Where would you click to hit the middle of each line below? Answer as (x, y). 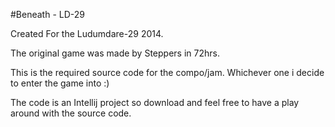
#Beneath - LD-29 (47, 14)
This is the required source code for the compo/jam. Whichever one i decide (167, 72)
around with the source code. (71, 113)
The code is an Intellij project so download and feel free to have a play (155, 102)
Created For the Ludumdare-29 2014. (87, 33)
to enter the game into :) (60, 83)
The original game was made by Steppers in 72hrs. (115, 53)
